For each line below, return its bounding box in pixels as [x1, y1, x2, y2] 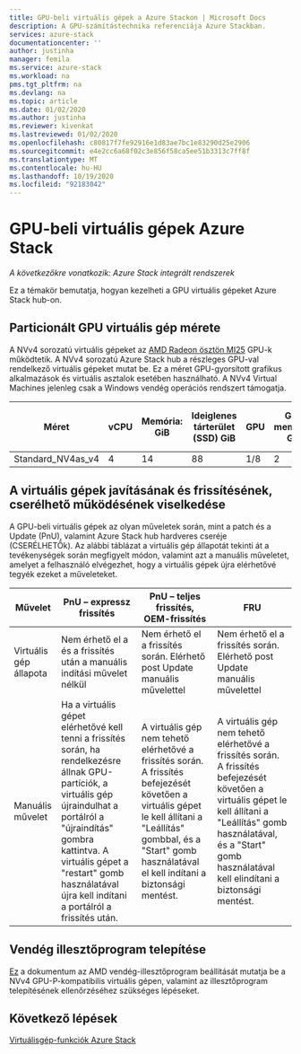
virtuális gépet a [61, 855, 129, 867]
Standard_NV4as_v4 [13, 452, 100, 465]
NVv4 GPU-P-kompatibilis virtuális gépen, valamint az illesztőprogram [9, 975, 269, 986]
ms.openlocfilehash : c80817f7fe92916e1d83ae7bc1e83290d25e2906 [9, 138, 251, 147]
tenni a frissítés [61, 732, 125, 744]
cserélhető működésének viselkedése [9, 497, 226, 513]
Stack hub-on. [9, 294, 63, 305]
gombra [61, 832, 94, 845]
